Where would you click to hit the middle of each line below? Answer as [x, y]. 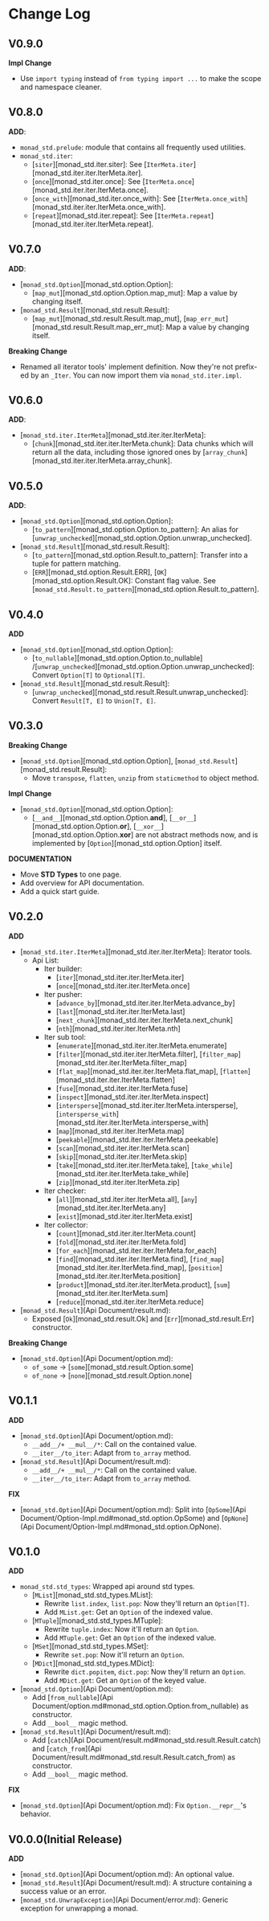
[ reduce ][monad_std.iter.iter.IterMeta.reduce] [130, 1302]
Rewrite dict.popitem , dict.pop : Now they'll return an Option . [145, 1672]
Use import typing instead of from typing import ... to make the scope [141, 78]
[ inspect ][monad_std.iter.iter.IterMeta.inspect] [132, 1097]
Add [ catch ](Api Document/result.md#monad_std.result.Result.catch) [146, 1740]
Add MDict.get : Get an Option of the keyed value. [125, 1681]
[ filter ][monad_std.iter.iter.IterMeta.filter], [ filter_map [147, 1054]
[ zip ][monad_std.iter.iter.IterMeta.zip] [118, 1182]
